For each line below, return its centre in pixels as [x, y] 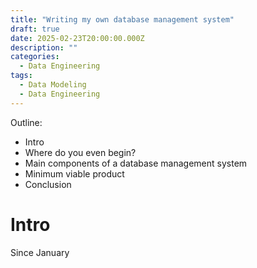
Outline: [26, 122]
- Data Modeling [53, 85]
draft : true [35, 29]
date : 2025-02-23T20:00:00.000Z [77, 38]
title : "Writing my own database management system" [122, 19]
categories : [35, 57]
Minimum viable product [74, 173]
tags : [21, 76]
